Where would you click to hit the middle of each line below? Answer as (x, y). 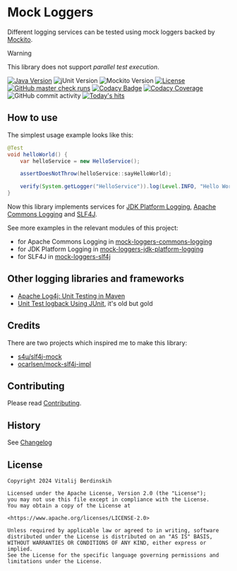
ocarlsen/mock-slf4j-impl (54, 364)
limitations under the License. (55, 562)
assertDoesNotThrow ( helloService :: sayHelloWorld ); (96, 174)
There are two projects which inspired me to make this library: (97, 342)
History (24, 425)
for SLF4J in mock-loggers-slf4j (64, 256)
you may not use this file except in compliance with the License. (109, 500)
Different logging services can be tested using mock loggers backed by (111, 32)
